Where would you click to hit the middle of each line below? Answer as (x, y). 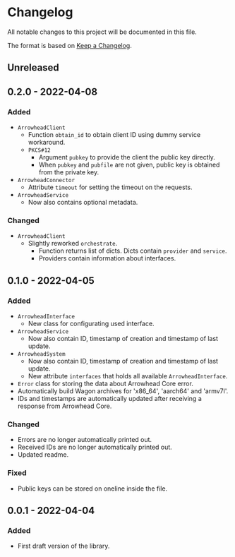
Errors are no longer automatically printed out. (85, 440)
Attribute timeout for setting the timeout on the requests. (110, 187)
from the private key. (69, 172)
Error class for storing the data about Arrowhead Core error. (106, 383)
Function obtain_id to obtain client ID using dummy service (114, 135)
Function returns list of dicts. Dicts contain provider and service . (133, 251)
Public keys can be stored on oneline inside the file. (92, 489)
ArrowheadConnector (46, 181)
